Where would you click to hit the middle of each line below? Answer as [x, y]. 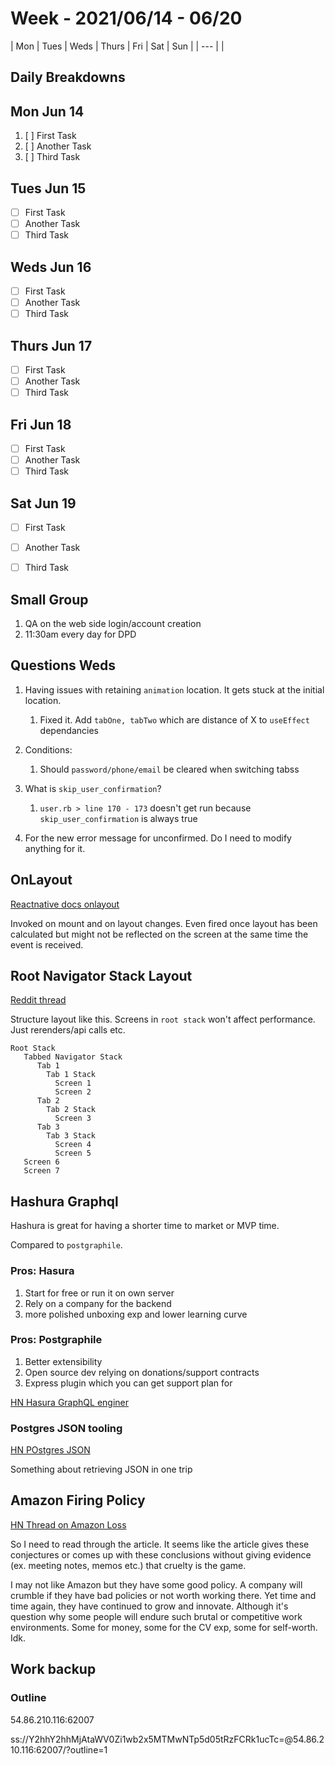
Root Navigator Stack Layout [101, 975]
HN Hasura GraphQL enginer [69, 1402]
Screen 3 [73, 1118]
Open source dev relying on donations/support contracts [142, 1372]
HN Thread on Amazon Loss [68, 1524]
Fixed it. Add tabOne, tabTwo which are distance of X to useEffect [174, 719]
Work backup [53, 1669]
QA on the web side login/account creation [113, 623]
